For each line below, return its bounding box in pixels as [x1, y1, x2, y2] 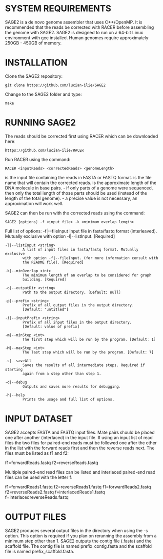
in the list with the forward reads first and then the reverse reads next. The [5, 445, 155, 451]
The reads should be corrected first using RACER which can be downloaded [5, 133, 158, 139]
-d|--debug [5, 380, 27, 385]
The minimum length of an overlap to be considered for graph [22, 273, 152, 278]
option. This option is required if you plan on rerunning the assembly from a [5, 533, 157, 538]
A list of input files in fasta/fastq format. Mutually [22, 247, 139, 252]
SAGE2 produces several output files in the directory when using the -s [5, 527, 148, 534]
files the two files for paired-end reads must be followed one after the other [5, 440, 157, 445]
